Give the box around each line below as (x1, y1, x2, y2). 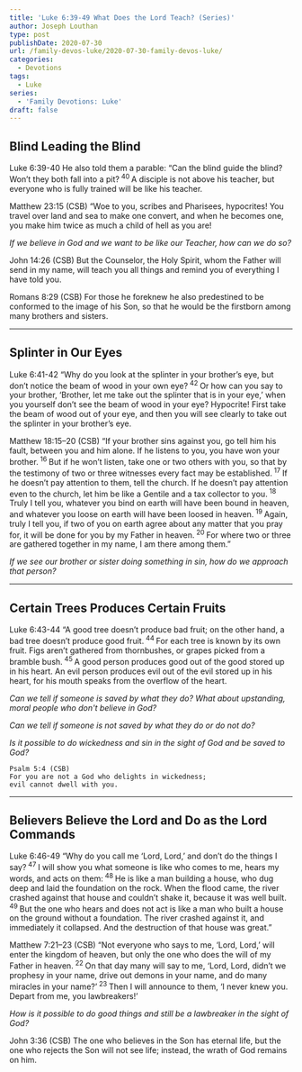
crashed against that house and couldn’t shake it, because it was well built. (9, 892, 288, 903)
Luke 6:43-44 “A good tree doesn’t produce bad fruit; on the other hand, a (9, 624, 285, 635)
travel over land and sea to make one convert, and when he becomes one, (9, 210, 285, 221)
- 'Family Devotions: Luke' (17, 96, 123, 106)
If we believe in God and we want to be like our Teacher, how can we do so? (9, 237, 292, 248)
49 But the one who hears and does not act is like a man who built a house (9, 902, 284, 914)
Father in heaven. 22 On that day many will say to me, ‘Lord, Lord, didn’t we (9, 958, 287, 971)
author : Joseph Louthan (9, 22, 99, 31)
